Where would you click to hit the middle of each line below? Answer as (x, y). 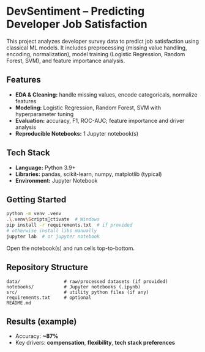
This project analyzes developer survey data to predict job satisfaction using (102, 41)
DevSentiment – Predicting (76, 11)
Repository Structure (47, 267)
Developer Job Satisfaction (77, 24)
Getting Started (36, 200)
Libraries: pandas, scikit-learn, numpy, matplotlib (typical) (88, 174)
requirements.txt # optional (49, 298)
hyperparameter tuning (44, 114)
